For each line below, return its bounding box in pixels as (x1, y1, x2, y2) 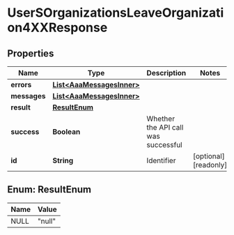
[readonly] (192, 160, 228, 169)
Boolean (52, 127, 81, 137)
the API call (146, 123, 184, 132)
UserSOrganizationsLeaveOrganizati (7, 5, 224, 21)
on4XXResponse (7, 20, 108, 36)
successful (146, 140, 182, 149)
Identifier (146, 156, 176, 165)
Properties (7, 47, 54, 59)
